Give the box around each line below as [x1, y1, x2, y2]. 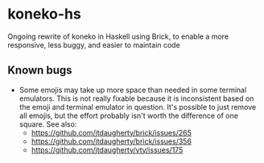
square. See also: [19, 119, 77, 129]
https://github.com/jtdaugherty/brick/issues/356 [31, 136, 192, 146]
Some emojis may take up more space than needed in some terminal [19, 85, 247, 94]
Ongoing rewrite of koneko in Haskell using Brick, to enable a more [7, 31, 229, 41]
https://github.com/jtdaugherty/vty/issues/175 [31, 144, 184, 154]
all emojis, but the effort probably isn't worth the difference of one [19, 111, 239, 120]
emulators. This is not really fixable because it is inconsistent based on [19, 94, 254, 103]
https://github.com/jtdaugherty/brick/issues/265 [31, 127, 192, 137]
